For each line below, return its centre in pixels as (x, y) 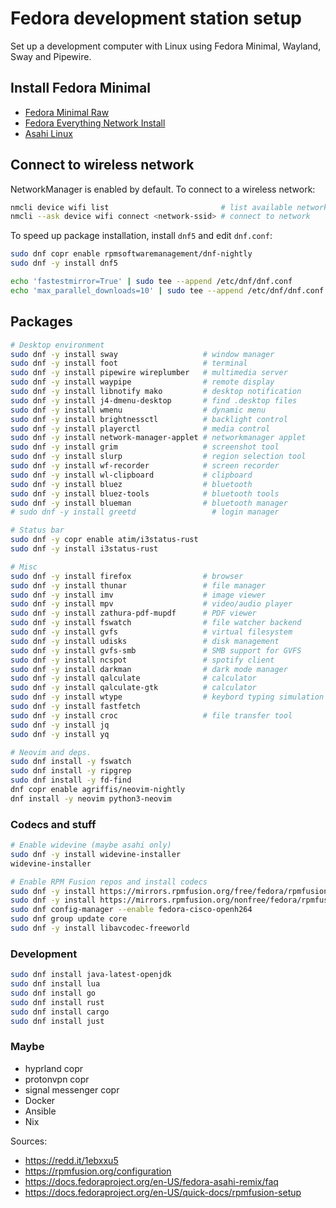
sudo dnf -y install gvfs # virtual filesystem (151, 632)
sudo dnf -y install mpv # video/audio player (151, 604)
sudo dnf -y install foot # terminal (129, 363)
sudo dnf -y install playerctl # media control (140, 428)
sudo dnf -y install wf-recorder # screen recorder (145, 466)
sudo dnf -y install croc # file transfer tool (151, 715)
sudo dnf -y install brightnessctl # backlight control (149, 419)
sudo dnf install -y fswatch (71, 762)
